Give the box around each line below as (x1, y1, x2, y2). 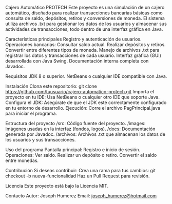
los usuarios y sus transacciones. (5, 137, 76, 142)
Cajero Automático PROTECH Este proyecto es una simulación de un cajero (5, 5, 165, 10)
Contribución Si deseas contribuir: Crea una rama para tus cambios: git (5, 168, 156, 173)
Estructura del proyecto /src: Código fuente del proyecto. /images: (5, 120, 146, 126)
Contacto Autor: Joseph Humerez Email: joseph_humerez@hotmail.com (5, 193, 157, 199)
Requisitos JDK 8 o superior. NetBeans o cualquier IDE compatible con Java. (5, 73, 167, 79)
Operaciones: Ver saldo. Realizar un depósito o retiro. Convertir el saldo (5, 152, 157, 158)
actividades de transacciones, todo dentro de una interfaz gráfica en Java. (5, 26, 163, 32)
